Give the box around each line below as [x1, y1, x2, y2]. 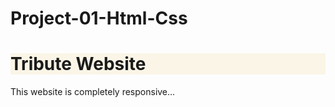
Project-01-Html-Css [10, 7, 188, 30]
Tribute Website [10, 53, 147, 76]
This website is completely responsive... [10, 86, 176, 98]
